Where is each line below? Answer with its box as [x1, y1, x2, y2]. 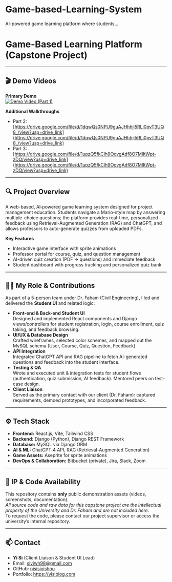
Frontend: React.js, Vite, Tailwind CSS [12, 430, 94, 437]
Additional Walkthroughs [5, 108, 60, 114]
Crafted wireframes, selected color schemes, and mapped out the [12, 337, 152, 344]
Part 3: [12, 145, 27, 152]
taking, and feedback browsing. [12, 326, 80, 332]
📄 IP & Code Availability [5, 477, 81, 486]
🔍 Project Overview [5, 188, 70, 196]
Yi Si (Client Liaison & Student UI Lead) [12, 554, 95, 560]
